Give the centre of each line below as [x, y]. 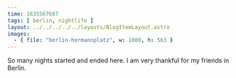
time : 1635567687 [33, 14]
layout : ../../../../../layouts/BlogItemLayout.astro [89, 27]
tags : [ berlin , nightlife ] [50, 21]
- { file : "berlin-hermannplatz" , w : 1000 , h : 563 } [93, 40]
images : [19, 34]
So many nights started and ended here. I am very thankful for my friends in [118, 60]
